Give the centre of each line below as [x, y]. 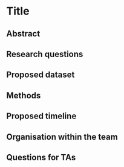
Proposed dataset [41, 75]
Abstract [23, 34]
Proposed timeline [41, 116]
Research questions [45, 54]
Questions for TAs [41, 157]
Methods [24, 95]
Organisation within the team [62, 137]
